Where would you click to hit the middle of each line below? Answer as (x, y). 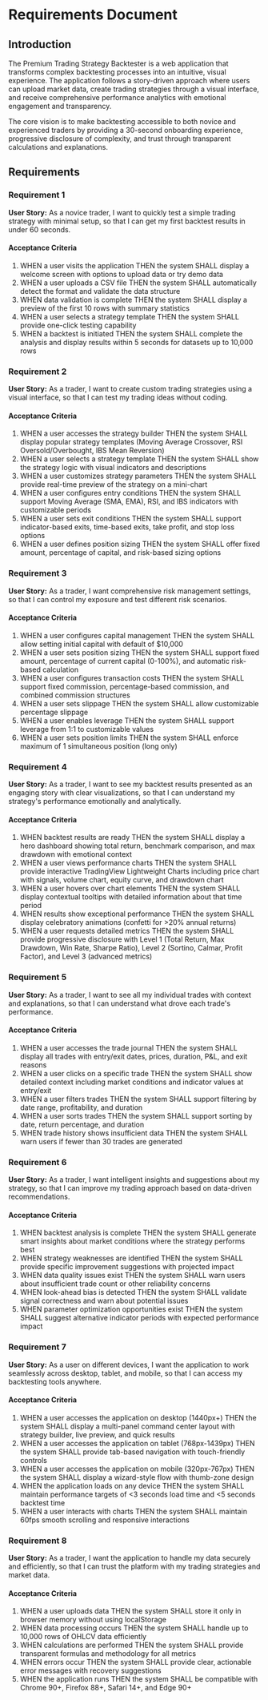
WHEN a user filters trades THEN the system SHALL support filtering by (138, 1099)
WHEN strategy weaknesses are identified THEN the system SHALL (131, 1258)
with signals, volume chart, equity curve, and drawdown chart (122, 880)
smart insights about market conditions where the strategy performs (132, 1241)
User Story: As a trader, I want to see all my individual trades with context (130, 995)
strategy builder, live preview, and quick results (97, 1434)
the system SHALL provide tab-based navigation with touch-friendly (132, 1452)
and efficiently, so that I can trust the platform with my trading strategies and (134, 1566)
